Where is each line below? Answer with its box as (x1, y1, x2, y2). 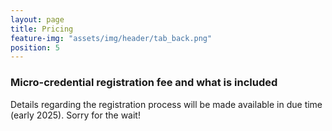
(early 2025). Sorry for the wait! (10, 109, 141, 121)
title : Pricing (10, 24, 74, 34)
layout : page (10, 14, 65, 25)
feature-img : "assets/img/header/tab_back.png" (10, 33, 213, 43)
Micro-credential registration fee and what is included (10, 76, 278, 90)
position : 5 (10, 42, 60, 53)
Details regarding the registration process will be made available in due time (10, 98, 323, 110)
